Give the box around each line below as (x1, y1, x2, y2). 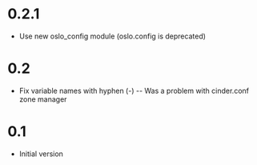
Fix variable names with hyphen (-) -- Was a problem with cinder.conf (18, 86, 250, 95)
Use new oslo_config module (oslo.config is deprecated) (18, 31, 206, 41)
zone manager (18, 94, 67, 104)
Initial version (18, 149, 63, 159)
